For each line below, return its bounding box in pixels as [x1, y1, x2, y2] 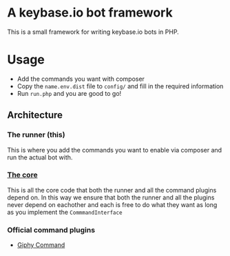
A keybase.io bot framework [7, 5, 174, 21]
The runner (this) [7, 130, 65, 139]
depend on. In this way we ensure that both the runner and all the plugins [7, 193, 215, 201]
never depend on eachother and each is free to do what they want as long [7, 200, 218, 208]
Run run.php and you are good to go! [17, 89, 122, 97]
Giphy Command [17, 241, 65, 249]
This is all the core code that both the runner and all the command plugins [7, 186, 217, 194]
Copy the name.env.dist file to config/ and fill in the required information [17, 81, 224, 90]
